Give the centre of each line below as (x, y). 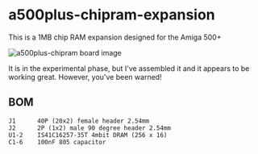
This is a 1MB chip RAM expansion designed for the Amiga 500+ (115, 37)
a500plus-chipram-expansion (112, 15)
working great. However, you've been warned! (85, 77)
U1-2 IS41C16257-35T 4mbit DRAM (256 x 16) (88, 135)
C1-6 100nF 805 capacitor (57, 142)
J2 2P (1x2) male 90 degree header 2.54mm (90, 128)
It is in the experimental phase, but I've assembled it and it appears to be (129, 68)
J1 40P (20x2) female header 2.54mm (79, 121)
